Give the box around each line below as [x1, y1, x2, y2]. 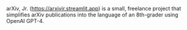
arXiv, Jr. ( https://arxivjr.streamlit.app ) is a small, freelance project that [6, 5, 182, 12]
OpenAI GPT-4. [6, 18, 44, 24]
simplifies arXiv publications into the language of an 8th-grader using [6, 11, 179, 18]
